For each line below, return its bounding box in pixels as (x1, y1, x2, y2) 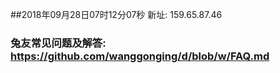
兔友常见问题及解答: (10, 36, 107, 50)
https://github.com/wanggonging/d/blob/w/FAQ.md (10, 49, 270, 63)
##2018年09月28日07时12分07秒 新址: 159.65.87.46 (10, 9, 223, 20)
